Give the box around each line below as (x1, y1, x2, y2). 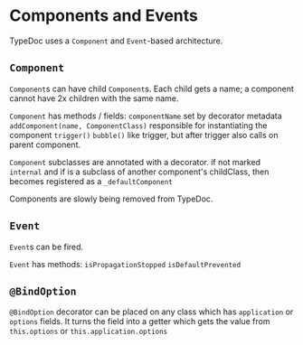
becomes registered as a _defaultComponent (9, 175, 174, 186)
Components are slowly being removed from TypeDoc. (9, 193, 213, 204)
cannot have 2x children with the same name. (9, 92, 179, 104)
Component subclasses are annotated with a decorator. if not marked (9, 156, 260, 167)
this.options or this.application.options (9, 326, 168, 337)
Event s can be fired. (9, 241, 84, 252)
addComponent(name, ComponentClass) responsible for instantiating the (9, 119, 268, 131)
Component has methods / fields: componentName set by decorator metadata (9, 110, 282, 121)
